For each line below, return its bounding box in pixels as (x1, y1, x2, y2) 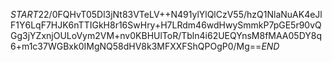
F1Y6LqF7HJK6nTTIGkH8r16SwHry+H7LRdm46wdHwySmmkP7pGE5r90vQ (10, 19, 322, 31)
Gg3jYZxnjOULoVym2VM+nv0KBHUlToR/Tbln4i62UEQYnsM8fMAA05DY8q (10, 30, 323, 41)
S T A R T (10, 9, 39, 20)
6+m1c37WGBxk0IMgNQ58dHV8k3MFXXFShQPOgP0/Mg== (10, 40, 262, 52)
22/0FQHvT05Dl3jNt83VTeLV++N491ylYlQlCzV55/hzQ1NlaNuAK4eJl (38, 9, 323, 20)
